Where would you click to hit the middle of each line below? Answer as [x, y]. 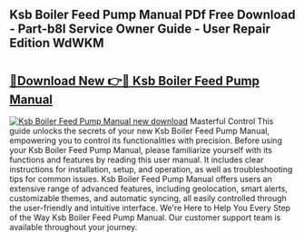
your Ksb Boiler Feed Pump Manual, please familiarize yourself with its [141, 150]
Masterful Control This [232, 121]
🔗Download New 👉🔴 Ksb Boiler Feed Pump [135, 81]
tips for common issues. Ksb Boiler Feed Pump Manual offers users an [141, 179]
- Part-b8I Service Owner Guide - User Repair [140, 29]
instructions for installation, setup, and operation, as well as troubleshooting [151, 169]
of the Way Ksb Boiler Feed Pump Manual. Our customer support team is [145, 217]
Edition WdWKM [57, 43]
